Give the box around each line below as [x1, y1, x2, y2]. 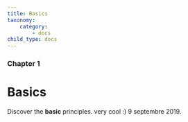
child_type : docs [7, 36, 58, 43]
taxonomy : [7, 17, 36, 24]
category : [19, 23, 49, 30]
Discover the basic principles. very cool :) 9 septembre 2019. [7, 107, 182, 115]
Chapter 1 [7, 59, 40, 69]
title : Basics [7, 10, 49, 17]
